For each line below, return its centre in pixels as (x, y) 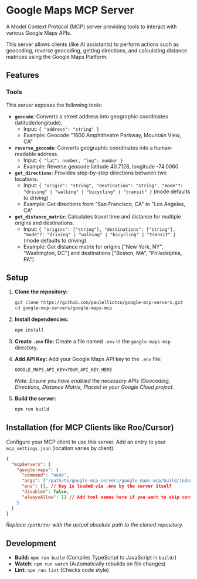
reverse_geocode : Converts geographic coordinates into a (84, 147)
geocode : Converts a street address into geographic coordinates (91, 116)
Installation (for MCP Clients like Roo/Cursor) (90, 428)
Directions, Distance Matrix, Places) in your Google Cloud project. (94, 387)
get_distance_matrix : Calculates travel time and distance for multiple (98, 216)
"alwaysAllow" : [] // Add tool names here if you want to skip (101, 497)
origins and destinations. (44, 223)
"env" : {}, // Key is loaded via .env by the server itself (96, 487)
